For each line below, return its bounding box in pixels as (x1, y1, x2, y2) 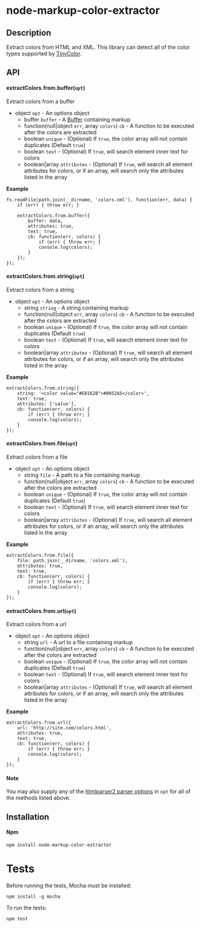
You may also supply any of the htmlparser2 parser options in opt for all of (6, 788, 191, 795)
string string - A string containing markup (23, 304, 129, 311)
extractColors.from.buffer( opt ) (6, 84, 86, 91)
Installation (6, 812, 49, 822)
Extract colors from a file (6, 453, 68, 460)
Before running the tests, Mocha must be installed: (6, 882, 132, 889)
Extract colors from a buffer (6, 98, 75, 105)
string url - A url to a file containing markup (23, 639, 133, 646)
